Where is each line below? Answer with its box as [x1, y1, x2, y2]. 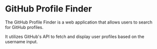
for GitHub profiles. [5, 24, 44, 30]
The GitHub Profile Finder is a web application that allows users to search [5, 19, 153, 25]
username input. [5, 38, 38, 44]
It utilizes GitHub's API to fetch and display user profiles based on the [5, 34, 145, 39]
